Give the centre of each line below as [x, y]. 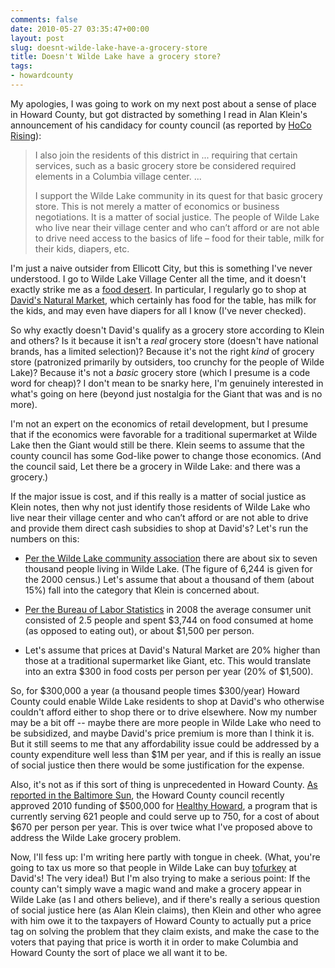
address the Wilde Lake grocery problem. [96, 837]
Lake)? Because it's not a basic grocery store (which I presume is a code [160, 372]
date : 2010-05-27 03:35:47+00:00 [80, 29]
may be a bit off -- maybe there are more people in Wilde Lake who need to [166, 722]
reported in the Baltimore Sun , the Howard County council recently [147, 795]
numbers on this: [45, 538]
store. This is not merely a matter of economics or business [157, 206]
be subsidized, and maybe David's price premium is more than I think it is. [162, 733]
